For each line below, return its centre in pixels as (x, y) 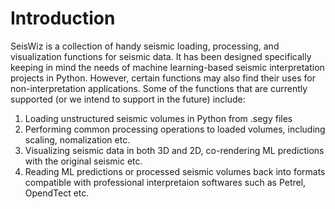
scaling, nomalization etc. (77, 139)
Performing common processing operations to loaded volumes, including (175, 129)
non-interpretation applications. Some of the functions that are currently (159, 88)
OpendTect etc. (57, 193)
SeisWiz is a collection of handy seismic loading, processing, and (145, 46)
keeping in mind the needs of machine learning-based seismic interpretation (167, 67)
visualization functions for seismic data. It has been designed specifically (161, 56)
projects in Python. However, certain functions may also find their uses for (163, 78)
